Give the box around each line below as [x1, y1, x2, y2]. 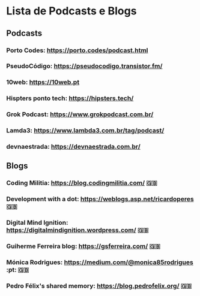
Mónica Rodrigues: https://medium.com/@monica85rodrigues [6, 258, 193, 267]
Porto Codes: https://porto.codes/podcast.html [6, 46, 148, 55]
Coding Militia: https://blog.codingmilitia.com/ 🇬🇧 [6, 179, 157, 187]
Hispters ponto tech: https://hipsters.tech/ [6, 94, 134, 102]
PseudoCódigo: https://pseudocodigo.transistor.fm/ [6, 62, 163, 70]
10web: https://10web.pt [6, 78, 80, 86]
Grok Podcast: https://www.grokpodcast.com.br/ [6, 110, 154, 119]
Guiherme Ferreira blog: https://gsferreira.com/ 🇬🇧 [6, 242, 160, 250]
